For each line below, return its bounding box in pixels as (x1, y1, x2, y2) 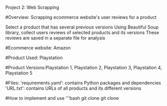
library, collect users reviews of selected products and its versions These (5, 30, 159, 35)
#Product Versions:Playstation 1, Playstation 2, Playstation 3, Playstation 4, (5, 65, 162, 70)
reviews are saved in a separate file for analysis (5, 35, 106, 41)
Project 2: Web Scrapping (5, 5, 60, 10)
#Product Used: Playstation (5, 55, 63, 61)
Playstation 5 (5, 70, 33, 76)
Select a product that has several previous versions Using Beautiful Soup (5, 24, 159, 30)
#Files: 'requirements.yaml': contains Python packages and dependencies (5, 80, 161, 86)
